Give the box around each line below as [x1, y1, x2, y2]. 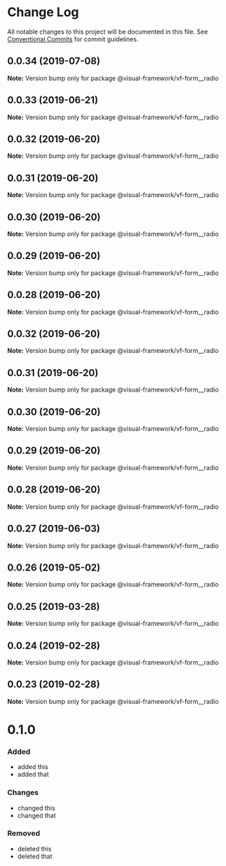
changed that [17, 811, 56, 820]
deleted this [17, 844, 52, 853]
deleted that [17, 852, 52, 860]
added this [17, 763, 49, 771]
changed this [17, 804, 56, 812]
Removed [7, 829, 41, 839]
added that [17, 770, 49, 779]
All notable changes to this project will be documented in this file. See [7, 27, 209, 36]
